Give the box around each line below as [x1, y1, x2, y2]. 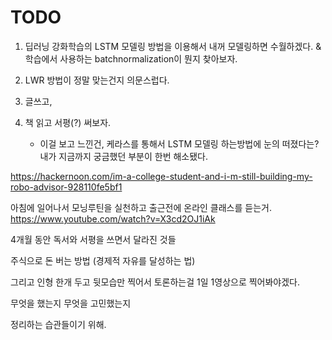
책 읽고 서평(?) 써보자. [24, 116, 112, 128]
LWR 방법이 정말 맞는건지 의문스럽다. [24, 74, 170, 86]
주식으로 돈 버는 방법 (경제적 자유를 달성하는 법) [10, 254, 196, 266]
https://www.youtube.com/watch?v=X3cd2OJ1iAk [10, 212, 216, 225]
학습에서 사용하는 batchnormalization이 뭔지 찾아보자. [24, 52, 238, 65]
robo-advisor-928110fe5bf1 [10, 181, 123, 193]
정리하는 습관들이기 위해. [10, 318, 107, 330]
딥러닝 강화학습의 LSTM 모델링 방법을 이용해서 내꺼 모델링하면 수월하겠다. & [24, 40, 322, 52]
